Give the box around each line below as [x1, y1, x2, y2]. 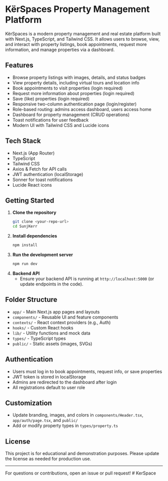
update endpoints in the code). [19, 281, 83, 287]
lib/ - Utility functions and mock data [12, 330, 91, 336]
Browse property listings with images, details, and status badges [12, 74, 146, 80]
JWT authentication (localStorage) [12, 171, 83, 177]
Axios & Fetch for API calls [12, 166, 67, 172]
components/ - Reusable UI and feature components [12, 314, 118, 320]
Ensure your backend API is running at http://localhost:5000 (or [19, 275, 154, 281]
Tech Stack [5, 136, 41, 145]
